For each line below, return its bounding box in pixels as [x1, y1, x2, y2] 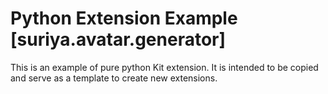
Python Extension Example [10, 7, 238, 30]
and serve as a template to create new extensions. [10, 72, 218, 84]
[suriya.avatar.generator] [10, 28, 227, 51]
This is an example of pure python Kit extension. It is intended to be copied [10, 61, 319, 73]
